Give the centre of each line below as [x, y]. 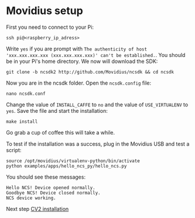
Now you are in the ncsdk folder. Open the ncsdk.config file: [78, 83]
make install [22, 122]
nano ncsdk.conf [26, 93]
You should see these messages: [46, 177]
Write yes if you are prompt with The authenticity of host [77, 49]
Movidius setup [45, 11]
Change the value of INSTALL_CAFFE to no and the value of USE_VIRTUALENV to [97, 105]
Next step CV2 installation [37, 209]
